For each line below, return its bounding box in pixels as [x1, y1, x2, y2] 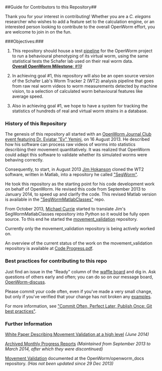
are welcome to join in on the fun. [5, 29, 72, 35]
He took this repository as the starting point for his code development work [5, 181, 155, 187]
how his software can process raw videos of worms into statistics [5, 141, 136, 147]
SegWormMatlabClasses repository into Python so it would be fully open [5, 211, 150, 217]
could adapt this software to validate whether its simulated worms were [5, 152, 147, 158]
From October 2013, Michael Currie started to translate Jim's [5, 206, 126, 212]
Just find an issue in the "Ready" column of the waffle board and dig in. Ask [5, 268, 156, 274]
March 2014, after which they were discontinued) [5, 346, 103, 352]
